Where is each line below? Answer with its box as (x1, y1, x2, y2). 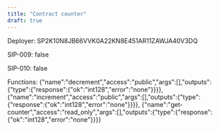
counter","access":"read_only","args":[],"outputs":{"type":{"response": (7, 108, 213, 116)
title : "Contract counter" (7, 10, 87, 18)
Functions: (7, 77, 38, 86)
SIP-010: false (7, 64, 48, 72)
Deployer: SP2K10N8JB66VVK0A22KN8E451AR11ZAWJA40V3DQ (7, 36, 198, 45)
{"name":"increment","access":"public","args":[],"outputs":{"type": (7, 93, 201, 101)
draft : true (7, 17, 42, 24)
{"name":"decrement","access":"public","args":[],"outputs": (39, 77, 212, 86)
